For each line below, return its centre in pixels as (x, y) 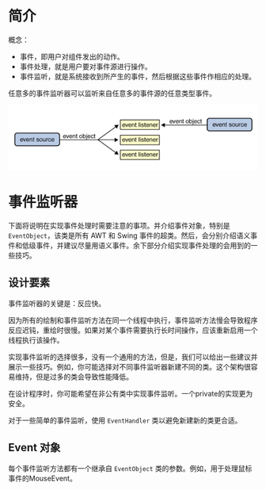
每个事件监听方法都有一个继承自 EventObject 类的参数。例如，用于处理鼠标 (130, 468)
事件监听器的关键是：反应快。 (57, 303)
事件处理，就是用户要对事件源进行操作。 (85, 66)
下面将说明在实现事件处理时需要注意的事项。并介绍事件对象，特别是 (119, 225)
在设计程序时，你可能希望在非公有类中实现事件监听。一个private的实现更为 (131, 393)
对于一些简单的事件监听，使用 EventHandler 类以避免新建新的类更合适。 (125, 420)
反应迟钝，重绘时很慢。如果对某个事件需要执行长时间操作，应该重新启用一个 (133, 330)
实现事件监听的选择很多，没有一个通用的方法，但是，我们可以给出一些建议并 (133, 357)
